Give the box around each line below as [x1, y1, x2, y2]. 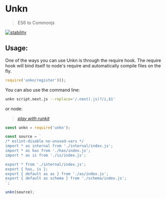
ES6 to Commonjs [17, 20, 55, 26]
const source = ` [5, 134, 42, 139]
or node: [5, 106, 23, 112]
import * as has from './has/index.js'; [5, 148, 91, 153]
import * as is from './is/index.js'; [5, 153, 86, 158]
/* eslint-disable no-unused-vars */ [5, 139, 84, 144]
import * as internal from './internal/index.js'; [5, 144, 113, 149]
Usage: [5, 44, 29, 53]
